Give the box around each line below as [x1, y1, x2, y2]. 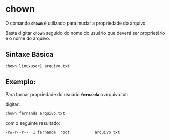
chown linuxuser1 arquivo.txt [5, 63, 70, 69]
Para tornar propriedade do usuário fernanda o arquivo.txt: [5, 91, 129, 97]
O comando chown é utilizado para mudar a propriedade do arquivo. [5, 20, 147, 26]
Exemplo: [5, 78, 36, 86]
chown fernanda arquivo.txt [5, 111, 66, 116]
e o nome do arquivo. [5, 35, 50, 41]
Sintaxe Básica [5, 50, 54, 59]
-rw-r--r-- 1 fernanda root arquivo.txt [5, 130, 120, 135]
